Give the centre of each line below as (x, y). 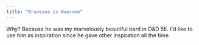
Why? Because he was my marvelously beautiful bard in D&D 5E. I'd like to (100, 29)
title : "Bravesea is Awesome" (45, 12)
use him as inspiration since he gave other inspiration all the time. (88, 35)
